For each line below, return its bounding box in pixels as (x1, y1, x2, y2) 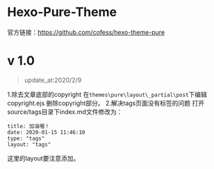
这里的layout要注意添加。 (7, 154, 80, 162)
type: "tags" (7, 135, 45, 142)
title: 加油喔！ (7, 122, 50, 129)
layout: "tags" (7, 140, 51, 148)
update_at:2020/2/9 (24, 76, 82, 84)
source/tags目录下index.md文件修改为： (7, 107, 123, 115)
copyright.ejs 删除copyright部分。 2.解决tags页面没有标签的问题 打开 (7, 99, 205, 107)
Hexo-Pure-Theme (7, 4, 117, 20)
